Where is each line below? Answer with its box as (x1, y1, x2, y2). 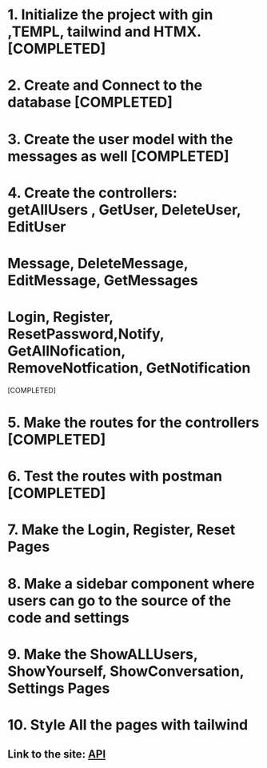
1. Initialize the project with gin (7, 6, 213, 24)
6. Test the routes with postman (7, 467, 223, 485)
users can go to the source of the (7, 591, 232, 609)
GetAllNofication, (7, 342, 126, 360)
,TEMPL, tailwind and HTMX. (7, 22, 201, 41)
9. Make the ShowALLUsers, (7, 645, 198, 663)
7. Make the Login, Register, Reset (7, 521, 236, 539)
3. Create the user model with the (7, 130, 233, 148)
